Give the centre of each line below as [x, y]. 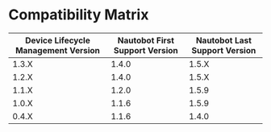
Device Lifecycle [58, 40]
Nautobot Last [224, 40]
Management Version [58, 50]
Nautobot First [146, 40]
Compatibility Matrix [79, 15]
